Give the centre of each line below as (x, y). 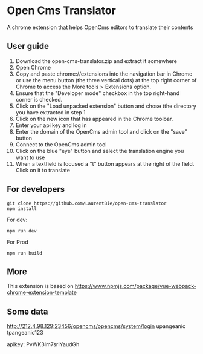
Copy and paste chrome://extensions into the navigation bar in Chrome (104, 74)
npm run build (25, 253)
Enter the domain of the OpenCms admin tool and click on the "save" (101, 131)
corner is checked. (39, 99)
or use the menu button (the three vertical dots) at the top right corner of (106, 80)
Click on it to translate (43, 170)
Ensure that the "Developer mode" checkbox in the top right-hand (98, 93)
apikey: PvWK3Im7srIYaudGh (43, 344)
